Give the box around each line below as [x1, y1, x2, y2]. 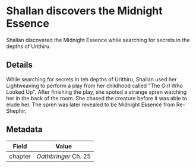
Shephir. [6, 107, 27, 114]
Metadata [6, 125, 43, 135]
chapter [9, 152, 31, 160]
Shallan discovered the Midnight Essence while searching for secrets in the [6, 36, 190, 43]
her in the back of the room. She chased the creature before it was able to [6, 94, 187, 102]
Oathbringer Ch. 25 [36, 152, 91, 160]
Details [6, 60, 33, 70]
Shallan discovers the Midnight [6, 4, 163, 18]
